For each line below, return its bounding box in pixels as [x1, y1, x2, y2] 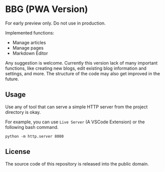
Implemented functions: [5, 30, 54, 36]
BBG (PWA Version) [5, 4, 88, 15]
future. [5, 76, 19, 82]
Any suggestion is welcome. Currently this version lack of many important [5, 60, 158, 66]
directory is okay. [5, 109, 41, 115]
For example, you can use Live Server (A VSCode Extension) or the [5, 119, 145, 125]
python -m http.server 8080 [5, 134, 64, 139]
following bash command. [5, 124, 59, 130]
